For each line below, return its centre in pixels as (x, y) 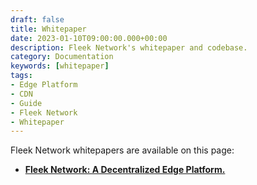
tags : (21, 76)
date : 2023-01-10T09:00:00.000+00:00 (89, 38)
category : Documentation (62, 57)
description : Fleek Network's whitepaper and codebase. (129, 47)
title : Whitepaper (48, 29)
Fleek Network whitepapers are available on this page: (122, 150)
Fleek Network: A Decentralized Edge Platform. (125, 170)
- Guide (26, 103)
